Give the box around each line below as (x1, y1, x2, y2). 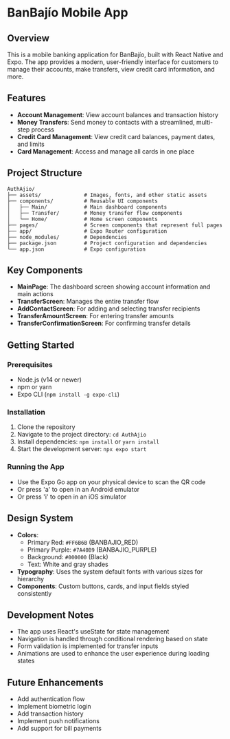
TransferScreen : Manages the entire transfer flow (16, 298, 159, 306)
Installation (7, 408, 46, 417)
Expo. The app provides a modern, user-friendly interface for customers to (7, 58, 218, 66)
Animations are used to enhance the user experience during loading (16, 649, 209, 658)
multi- (196, 118, 214, 126)
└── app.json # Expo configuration (7, 246, 146, 253)
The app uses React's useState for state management (16, 627, 170, 636)
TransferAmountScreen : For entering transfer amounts (16, 312, 174, 320)
